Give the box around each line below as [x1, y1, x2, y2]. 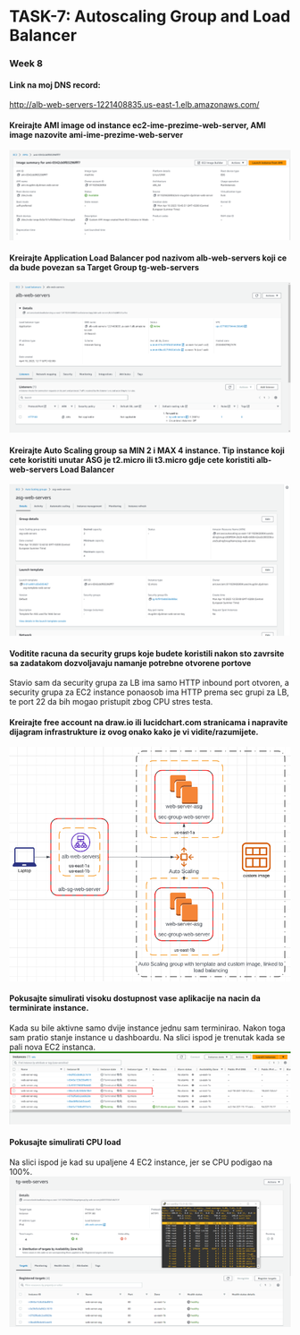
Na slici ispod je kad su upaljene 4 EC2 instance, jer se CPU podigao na [9, 1157, 273, 1168]
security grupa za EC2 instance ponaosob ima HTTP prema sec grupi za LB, [9, 687, 290, 697]
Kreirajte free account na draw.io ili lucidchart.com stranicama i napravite [9, 716, 288, 727]
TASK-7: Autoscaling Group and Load [9, 6, 291, 27]
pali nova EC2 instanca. [9, 1041, 96, 1053]
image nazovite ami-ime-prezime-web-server [9, 129, 184, 140]
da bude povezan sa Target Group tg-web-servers [9, 261, 199, 272]
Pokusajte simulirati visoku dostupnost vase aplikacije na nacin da [9, 993, 261, 1004]
